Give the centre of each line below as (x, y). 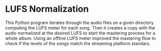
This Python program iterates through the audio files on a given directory (80, 23)
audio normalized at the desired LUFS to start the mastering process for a (80, 33)
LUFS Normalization (47, 9)
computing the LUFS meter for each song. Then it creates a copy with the (80, 27)
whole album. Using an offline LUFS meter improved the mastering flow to (80, 38)
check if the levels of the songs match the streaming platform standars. (78, 43)
